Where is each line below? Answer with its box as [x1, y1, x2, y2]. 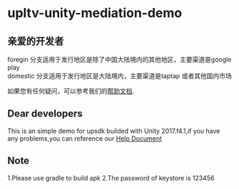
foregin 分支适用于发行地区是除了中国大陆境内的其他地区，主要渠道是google [7, 55, 232, 63]
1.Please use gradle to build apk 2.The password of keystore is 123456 [7, 173, 215, 182]
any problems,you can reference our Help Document [7, 134, 163, 143]
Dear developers [7, 108, 83, 120]
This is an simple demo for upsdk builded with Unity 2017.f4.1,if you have [7, 126, 220, 135]
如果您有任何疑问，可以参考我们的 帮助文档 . [7, 87, 135, 95]
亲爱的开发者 [7, 35, 64, 47]
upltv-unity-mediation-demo [7, 5, 183, 21]
